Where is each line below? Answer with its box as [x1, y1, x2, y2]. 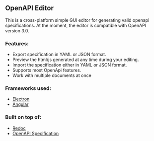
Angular [12, 101, 29, 107]
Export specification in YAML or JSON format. [12, 52, 106, 58]
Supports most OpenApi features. [12, 67, 81, 73]
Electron [12, 96, 30, 102]
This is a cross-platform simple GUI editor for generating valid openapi [5, 17, 150, 23]
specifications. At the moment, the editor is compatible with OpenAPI [5, 22, 147, 28]
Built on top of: [5, 114, 42, 121]
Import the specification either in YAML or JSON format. [12, 62, 127, 68]
